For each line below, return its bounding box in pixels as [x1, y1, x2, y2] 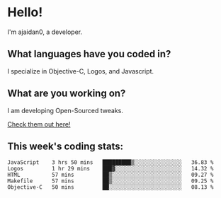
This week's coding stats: [7, 140, 124, 152]
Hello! [7, 4, 43, 21]
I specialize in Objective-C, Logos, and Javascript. [7, 66, 154, 75]
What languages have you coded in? [7, 48, 171, 60]
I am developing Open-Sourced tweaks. [7, 106, 124, 115]
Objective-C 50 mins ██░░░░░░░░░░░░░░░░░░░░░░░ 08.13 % [7, 184, 214, 191]
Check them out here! [7, 120, 71, 128]
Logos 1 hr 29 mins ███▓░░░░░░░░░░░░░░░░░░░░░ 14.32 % [7, 165, 214, 173]
